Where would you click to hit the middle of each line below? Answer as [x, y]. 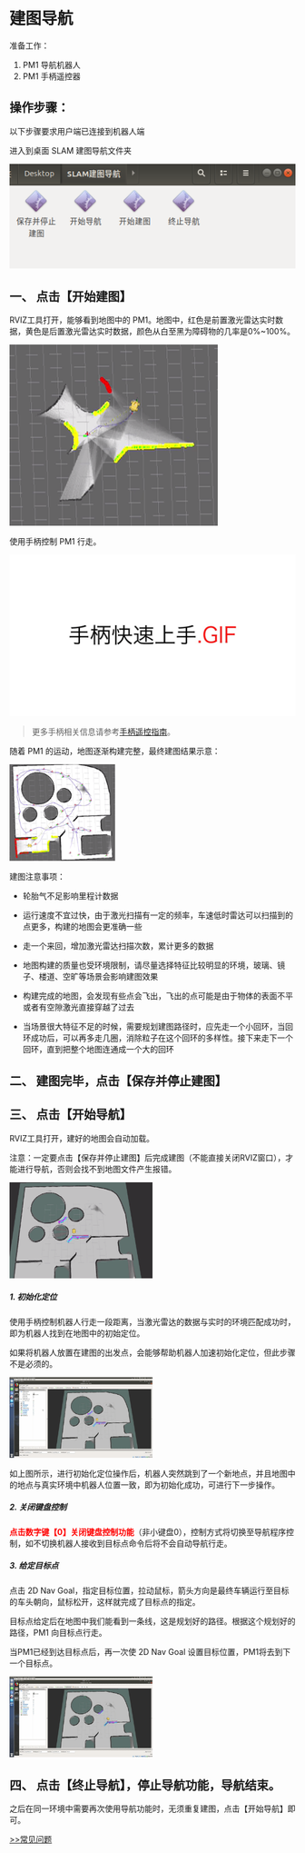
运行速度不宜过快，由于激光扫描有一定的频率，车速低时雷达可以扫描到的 [157, 915]
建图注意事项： [37, 877]
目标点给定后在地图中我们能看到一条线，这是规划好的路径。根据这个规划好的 [152, 1621]
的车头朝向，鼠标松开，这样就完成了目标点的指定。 [105, 1601]
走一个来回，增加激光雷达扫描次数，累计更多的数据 [118, 946]
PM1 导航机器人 [52, 65]
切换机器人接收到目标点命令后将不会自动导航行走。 [136, 1543]
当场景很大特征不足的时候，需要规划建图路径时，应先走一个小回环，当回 [157, 1027]
